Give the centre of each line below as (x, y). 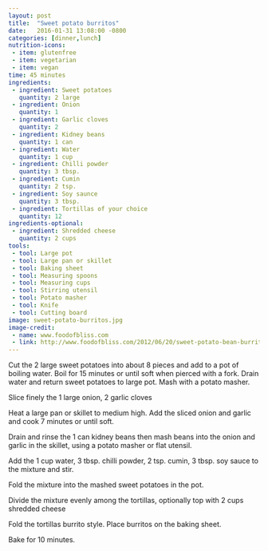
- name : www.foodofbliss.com (60, 335)
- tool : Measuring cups (51, 283)
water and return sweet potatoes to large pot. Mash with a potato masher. (129, 382)
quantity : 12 (40, 216)
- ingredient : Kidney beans (58, 134)
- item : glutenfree (44, 53)
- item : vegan (35, 68)
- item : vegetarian (44, 61)
